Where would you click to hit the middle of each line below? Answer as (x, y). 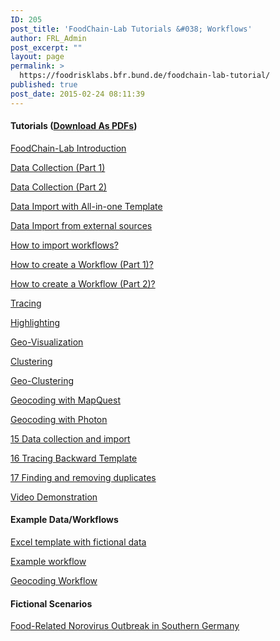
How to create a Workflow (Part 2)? (83, 283)
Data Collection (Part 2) (59, 187)
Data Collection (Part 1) (58, 167)
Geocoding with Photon (59, 419)
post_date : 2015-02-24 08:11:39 (77, 94)
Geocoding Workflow (54, 581)
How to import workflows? (64, 245)
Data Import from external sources (81, 225)
